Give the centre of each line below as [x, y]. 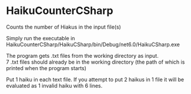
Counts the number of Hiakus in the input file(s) [64, 27]
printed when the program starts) [46, 68]
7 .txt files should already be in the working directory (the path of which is [95, 62]
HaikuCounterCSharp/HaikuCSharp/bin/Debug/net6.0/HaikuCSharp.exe [93, 44]
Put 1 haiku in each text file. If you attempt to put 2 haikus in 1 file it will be [95, 79]
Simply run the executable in [41, 38]
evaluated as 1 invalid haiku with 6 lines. [54, 85]
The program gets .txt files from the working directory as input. [82, 55]
